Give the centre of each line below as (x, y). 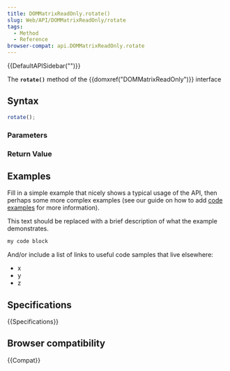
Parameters (27, 135)
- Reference (31, 40)
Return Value (30, 154)
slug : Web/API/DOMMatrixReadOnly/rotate (67, 20)
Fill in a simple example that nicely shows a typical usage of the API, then (112, 193)
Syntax (23, 101)
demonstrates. (28, 229)
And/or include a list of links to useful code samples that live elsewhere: (110, 255)
